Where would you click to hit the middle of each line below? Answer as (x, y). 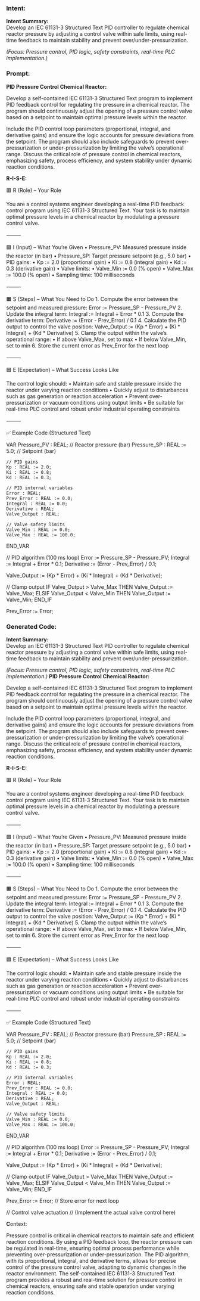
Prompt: (18, 74)
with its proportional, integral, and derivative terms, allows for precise (91, 1260)
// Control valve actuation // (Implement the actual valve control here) (91, 1212)
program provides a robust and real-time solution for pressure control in (94, 1280)
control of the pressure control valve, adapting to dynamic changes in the (96, 1267)
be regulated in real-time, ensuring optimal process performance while (93, 1248)
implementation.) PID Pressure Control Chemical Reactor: (78, 676)
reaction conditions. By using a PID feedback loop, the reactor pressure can (99, 1241)
